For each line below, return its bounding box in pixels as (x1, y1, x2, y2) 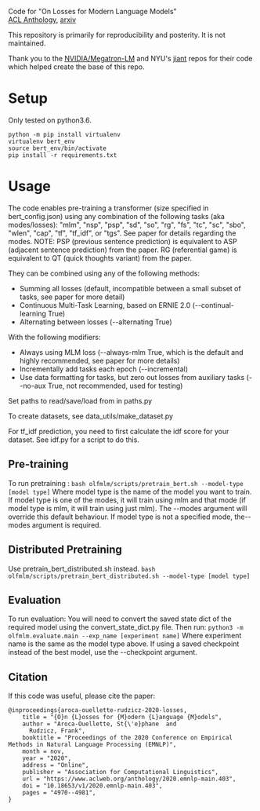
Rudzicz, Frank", (28, 727, 86, 735)
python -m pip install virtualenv (8, 130, 121, 138)
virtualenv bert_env (8, 137, 76, 145)
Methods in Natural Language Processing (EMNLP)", (8, 741, 177, 749)
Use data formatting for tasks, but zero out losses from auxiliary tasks (19, 372, 245, 382)
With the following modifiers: (8, 332, 101, 342)
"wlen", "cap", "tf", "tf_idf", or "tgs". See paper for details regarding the (8, 228, 237, 238)
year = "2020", (22, 754, 72, 762)
